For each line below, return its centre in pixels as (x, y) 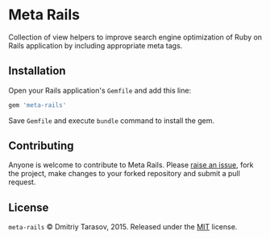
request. (22, 182)
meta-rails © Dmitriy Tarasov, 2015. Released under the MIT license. (123, 227)
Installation (37, 71)
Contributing (41, 146)
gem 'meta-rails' (37, 105)
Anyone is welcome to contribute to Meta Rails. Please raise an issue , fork (131, 165)
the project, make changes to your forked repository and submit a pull (124, 174)
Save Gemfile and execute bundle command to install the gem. (112, 120)
